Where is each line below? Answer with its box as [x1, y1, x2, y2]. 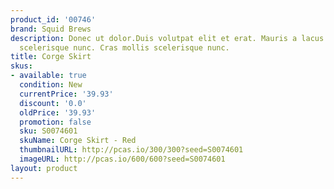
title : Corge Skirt [10, 52, 92, 62]
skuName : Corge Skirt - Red [19, 136, 137, 146]
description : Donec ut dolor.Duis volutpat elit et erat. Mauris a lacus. [10, 33, 329, 43]
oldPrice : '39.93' [19, 107, 97, 118]
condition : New [19, 80, 83, 90]
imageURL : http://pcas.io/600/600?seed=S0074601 [19, 154, 226, 164]
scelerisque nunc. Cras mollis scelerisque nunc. [19, 42, 230, 53]
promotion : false [19, 117, 92, 127]
